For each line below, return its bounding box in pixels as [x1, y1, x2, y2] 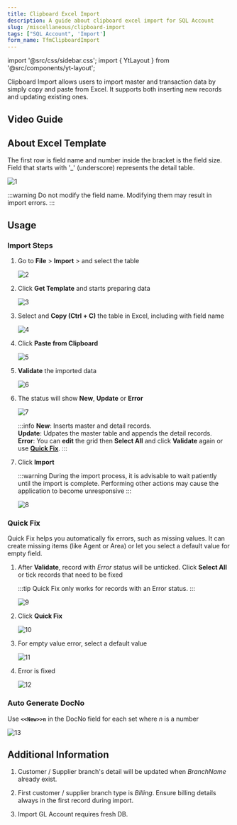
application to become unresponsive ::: [17, 487, 132, 495]
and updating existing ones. [7, 93, 89, 101]
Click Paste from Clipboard [17, 339, 99, 348]
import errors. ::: [7, 199, 55, 207]
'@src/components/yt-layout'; [7, 64, 96, 72]
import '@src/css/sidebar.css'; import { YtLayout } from [7, 56, 170, 65]
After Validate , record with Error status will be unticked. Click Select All [17, 563, 227, 572]
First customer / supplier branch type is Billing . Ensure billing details [17, 789, 216, 797]
